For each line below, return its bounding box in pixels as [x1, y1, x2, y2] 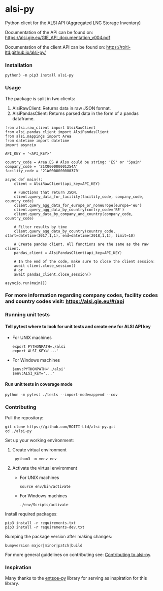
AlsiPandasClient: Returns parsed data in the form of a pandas [12, 110, 139, 116]
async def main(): [5, 177, 43, 182]
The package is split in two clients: [5, 95, 75, 102]
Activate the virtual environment [12, 465, 77, 471]
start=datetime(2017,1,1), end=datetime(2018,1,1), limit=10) [5, 233, 135, 238]
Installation [5, 62, 33, 69]
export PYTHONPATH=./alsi [12, 344, 65, 349]
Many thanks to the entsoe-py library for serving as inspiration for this [5, 575, 147, 581]
